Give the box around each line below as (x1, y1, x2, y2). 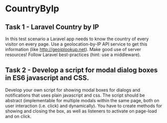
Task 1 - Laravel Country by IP (5, 23, 99, 31)
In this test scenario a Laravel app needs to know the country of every (5, 36, 149, 42)
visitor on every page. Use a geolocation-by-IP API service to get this (5, 41, 148, 47)
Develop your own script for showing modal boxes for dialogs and (5, 87, 141, 93)
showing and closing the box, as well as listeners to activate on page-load (5, 108, 157, 114)
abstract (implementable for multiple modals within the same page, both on (5, 97, 160, 103)
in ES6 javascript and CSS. (5, 74, 89, 82)
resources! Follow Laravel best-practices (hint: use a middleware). (5, 52, 141, 58)
